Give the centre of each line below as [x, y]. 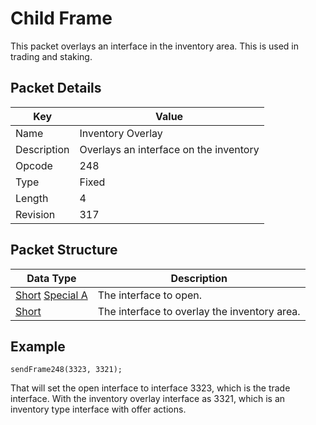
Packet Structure [64, 250]
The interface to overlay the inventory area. [199, 311]
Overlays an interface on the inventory [169, 149]
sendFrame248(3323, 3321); [66, 370]
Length [32, 198]
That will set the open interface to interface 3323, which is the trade [150, 388]
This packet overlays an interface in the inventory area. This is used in [154, 46]
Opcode [34, 165]
